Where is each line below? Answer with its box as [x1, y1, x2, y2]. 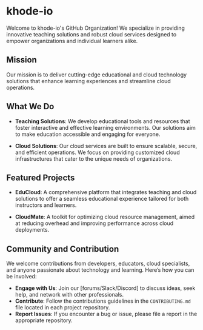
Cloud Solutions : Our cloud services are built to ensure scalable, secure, [15, 142, 198, 149]
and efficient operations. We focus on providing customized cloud [15, 149, 180, 156]
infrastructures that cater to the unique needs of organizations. [15, 155, 173, 162]
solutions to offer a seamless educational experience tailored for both [15, 195, 189, 203]
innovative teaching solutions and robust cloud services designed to [6, 30, 177, 38]
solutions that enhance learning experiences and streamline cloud [6, 77, 171, 84]
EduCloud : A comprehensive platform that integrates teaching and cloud [15, 189, 197, 196]
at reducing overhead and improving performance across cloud [15, 220, 174, 227]
